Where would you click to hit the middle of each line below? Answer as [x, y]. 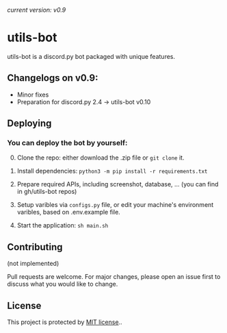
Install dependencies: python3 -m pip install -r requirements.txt [112, 171]
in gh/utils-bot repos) [47, 192]
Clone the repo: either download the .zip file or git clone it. [101, 158]
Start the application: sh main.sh [63, 225]
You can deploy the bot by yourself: [67, 143]
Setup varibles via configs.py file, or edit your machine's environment [115, 205]
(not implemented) [33, 264]
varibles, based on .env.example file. [69, 212]
